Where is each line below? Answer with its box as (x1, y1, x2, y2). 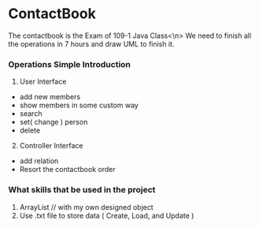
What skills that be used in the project (8, 185, 156, 196)
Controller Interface (19, 141, 83, 151)
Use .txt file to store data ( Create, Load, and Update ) (19, 211, 194, 220)
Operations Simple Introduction (8, 58, 131, 69)
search (19, 109, 43, 118)
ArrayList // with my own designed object (19, 202, 154, 211)
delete (19, 125, 41, 135)
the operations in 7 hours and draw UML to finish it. (8, 39, 175, 48)
